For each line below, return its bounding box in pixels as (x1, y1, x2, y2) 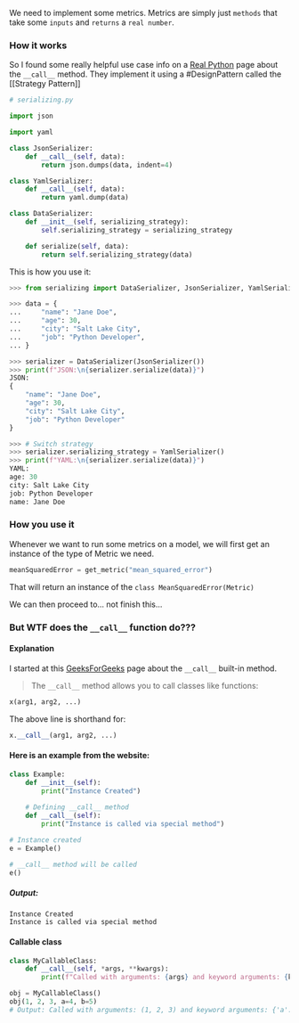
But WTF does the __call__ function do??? (9, 621, 196, 634)
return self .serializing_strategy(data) (41, 250, 193, 259)
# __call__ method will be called (9, 860, 138, 869)
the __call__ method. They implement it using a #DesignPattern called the (9, 69, 282, 79)
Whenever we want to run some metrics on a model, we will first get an (9, 538, 270, 549)
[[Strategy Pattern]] (9, 78, 81, 89)
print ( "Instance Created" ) (41, 786, 141, 796)
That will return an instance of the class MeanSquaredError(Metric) (9, 581, 255, 592)
